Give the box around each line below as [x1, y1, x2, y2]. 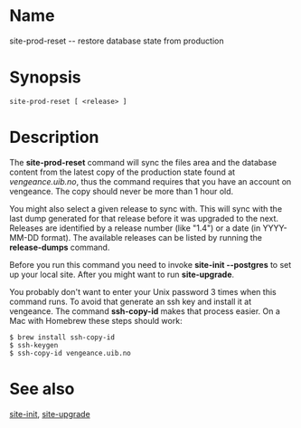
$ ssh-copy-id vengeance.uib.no [9, 348, 131, 357]
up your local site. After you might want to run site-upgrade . [9, 269, 235, 280]
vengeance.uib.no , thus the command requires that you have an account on [9, 176, 292, 186]
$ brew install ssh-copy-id [9, 332, 116, 342]
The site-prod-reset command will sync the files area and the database [9, 157, 277, 167]
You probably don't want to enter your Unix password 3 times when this [9, 286, 277, 297]
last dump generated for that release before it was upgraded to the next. [9, 213, 278, 224]
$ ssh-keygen [9, 340, 59, 349]
